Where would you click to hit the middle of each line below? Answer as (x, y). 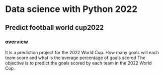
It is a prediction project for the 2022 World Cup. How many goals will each (82, 52)
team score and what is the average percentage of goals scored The (75, 58)
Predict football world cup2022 (55, 28)
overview (17, 42)
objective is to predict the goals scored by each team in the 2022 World (79, 63)
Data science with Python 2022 (71, 9)
